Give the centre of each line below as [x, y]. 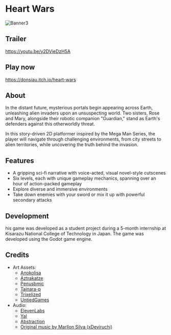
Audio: [20, 305]
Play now [20, 67]
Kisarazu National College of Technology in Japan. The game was [75, 234]
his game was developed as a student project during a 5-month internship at [86, 228]
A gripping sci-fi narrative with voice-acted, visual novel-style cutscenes [89, 173]
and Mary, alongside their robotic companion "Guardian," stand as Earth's [83, 119]
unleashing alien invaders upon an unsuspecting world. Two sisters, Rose [82, 113]
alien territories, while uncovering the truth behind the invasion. [72, 145]
